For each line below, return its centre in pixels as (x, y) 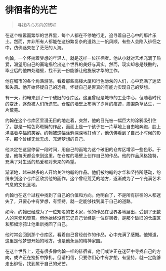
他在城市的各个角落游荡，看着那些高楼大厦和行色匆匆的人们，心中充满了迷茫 (83, 81)
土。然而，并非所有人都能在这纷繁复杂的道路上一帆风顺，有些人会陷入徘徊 (81, 41)
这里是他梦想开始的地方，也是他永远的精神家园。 (55, 240)
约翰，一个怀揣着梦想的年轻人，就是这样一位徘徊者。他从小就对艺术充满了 (81, 58)
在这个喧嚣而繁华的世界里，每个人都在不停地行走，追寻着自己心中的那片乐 (81, 35)
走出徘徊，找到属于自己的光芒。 (38, 263)
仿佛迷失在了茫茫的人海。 (40, 47)
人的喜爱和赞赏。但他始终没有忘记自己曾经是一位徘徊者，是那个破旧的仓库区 (83, 218)
